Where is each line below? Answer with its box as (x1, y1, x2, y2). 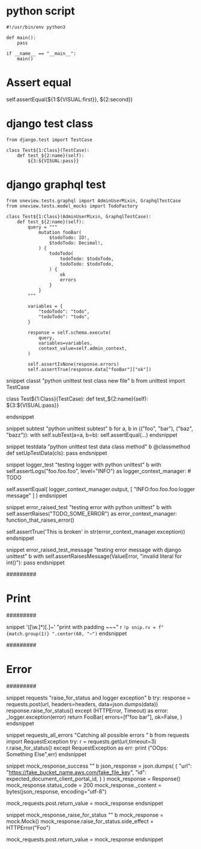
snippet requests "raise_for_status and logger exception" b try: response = (6, 694, 191, 701)
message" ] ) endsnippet (6, 492, 68, 499)
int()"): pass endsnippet (6, 559, 65, 566)
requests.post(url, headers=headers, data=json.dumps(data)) (6, 700, 158, 707)
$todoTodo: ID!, (49, 234, 90, 240)
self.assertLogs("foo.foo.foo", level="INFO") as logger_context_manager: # (6, 467, 191, 474)
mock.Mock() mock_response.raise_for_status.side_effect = (6, 818, 154, 825)
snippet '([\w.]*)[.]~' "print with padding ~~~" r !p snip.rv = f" (6, 623, 164, 630)
